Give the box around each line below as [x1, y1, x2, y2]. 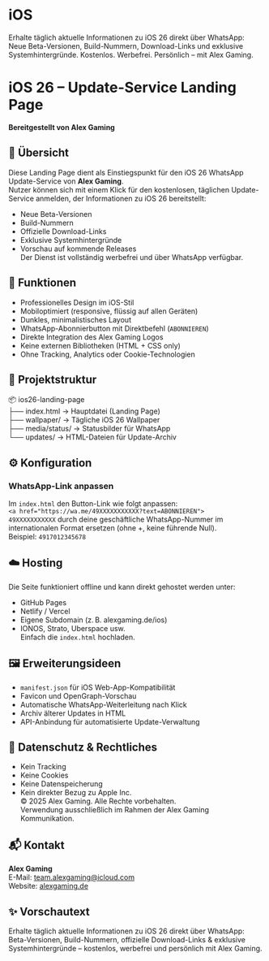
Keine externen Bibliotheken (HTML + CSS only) [19, 340, 181, 350]
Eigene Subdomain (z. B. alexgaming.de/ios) [19, 615, 168, 625]
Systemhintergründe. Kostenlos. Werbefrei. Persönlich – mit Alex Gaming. [8, 50, 254, 59]
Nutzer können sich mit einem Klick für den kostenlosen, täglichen [8, 184, 229, 194]
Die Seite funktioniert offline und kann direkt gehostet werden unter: [8, 582, 236, 591]
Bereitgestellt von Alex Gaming [8, 122, 115, 132]
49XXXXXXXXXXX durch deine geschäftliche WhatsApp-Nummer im [8, 514, 224, 524]
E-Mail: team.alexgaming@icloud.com [8, 872, 135, 882]
